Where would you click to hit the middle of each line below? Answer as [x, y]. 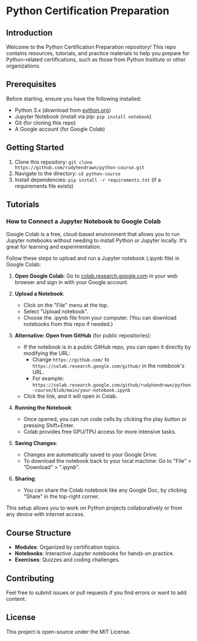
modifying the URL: [47, 353]
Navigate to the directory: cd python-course [68, 173]
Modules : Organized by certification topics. [68, 547]
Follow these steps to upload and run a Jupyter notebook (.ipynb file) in [93, 258]
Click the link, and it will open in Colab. [70, 396]
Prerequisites [31, 84]
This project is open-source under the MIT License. [69, 632]
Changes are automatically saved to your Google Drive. [91, 455]
